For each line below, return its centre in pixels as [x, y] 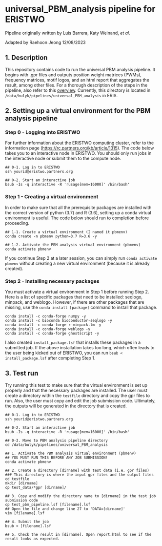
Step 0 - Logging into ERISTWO [43, 132]
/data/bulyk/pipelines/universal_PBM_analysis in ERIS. [61, 95]
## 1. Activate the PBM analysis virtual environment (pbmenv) [71, 453]
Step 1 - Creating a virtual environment [52, 197]
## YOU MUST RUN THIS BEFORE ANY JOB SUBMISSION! [57, 458]
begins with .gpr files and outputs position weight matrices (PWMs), [73, 75]
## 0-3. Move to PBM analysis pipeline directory [57, 441]
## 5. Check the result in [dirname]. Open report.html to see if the [78, 534]
